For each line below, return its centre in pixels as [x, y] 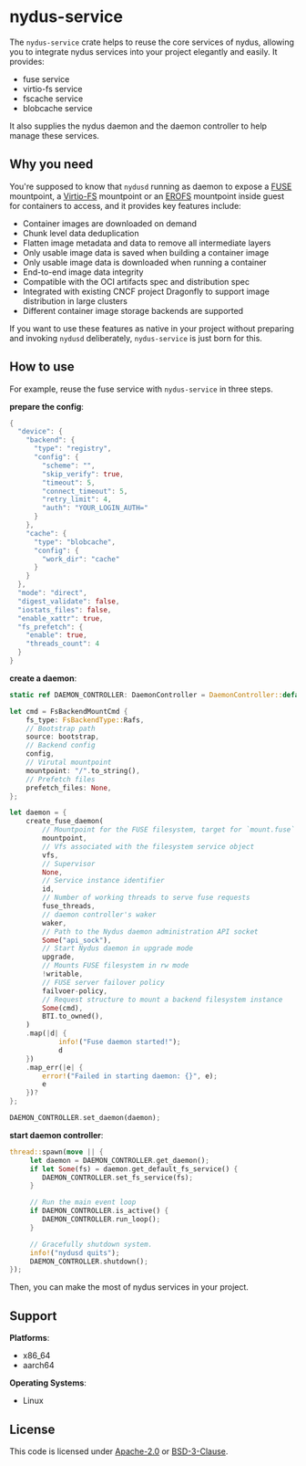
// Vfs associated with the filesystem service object [148, 846]
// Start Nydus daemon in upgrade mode [118, 948]
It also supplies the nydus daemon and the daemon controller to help [138, 126]
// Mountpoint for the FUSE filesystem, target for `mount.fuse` [169, 830]
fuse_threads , [69, 906]
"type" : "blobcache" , [75, 542]
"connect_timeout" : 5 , [85, 491]
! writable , [63, 974]
